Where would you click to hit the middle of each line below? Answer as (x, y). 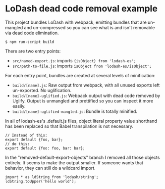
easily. (19, 106)
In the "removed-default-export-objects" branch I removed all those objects (82, 157)
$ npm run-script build (30, 42)
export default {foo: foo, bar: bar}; (45, 148)
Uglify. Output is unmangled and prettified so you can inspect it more (83, 101)
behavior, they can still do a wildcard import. (50, 168)
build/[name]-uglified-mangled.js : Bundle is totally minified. (75, 111)
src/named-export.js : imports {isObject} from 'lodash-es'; (74, 60)
